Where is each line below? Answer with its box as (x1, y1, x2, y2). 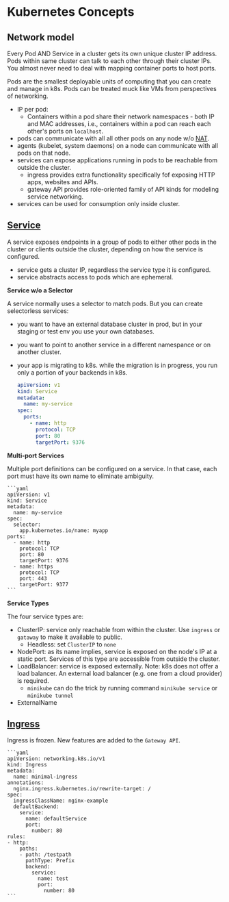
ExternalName (16, 698, 57, 706)
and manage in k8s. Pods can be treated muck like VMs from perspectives (7, 85, 217, 92)
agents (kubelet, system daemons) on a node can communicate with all (16, 142, 219, 149)
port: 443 (19, 575, 48, 582)
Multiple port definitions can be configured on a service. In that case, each (7, 464, 217, 473)
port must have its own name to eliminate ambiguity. (7, 472, 154, 480)
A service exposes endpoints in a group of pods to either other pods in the (7, 238, 217, 246)
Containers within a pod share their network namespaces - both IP (27, 112, 215, 121)
